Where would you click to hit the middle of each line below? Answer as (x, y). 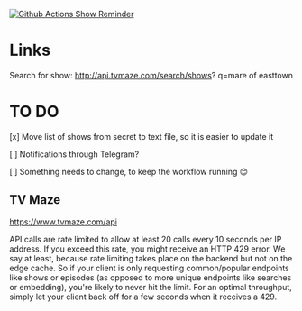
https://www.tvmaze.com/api (63, 222)
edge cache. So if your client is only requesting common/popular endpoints (150, 268)
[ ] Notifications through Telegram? (74, 154)
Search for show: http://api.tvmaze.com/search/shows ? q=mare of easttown (151, 75)
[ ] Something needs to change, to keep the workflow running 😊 (129, 171)
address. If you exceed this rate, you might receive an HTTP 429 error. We (147, 249)
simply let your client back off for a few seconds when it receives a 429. (143, 297)
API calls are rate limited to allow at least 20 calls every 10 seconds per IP (146, 239)
